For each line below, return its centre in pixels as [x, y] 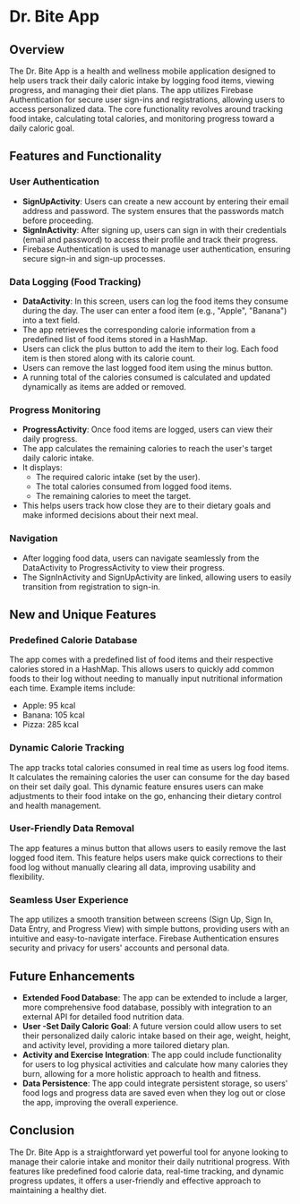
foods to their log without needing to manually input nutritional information [146, 679]
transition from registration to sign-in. [91, 586]
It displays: [42, 468]
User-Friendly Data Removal [72, 829]
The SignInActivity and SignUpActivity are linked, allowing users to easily [157, 577]
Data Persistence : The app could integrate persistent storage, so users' [155, 1083]
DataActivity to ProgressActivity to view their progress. [124, 567]
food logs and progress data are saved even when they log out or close [154, 1092]
